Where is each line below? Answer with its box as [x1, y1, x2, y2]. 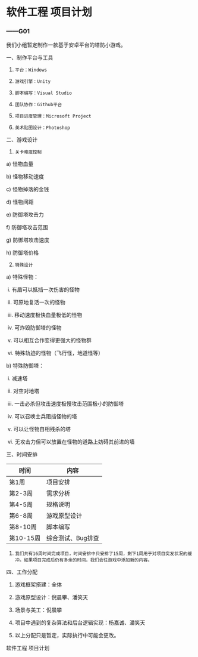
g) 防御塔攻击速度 [6, 236, 49, 243]
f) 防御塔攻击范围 [6, 224, 49, 231]
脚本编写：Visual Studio [14, 90, 73, 96]
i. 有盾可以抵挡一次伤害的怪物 [7, 286, 80, 293]
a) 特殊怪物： [6, 273, 39, 280]
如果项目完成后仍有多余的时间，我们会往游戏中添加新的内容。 [23, 557, 153, 563]
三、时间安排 [6, 451, 37, 458]
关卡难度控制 [14, 149, 42, 155]
